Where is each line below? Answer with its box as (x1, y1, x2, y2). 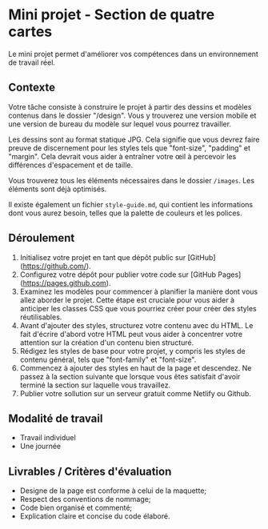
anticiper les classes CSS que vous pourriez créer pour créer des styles (19, 303, 258, 313)
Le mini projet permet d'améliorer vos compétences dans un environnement (8, 49, 258, 58)
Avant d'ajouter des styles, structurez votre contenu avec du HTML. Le (19, 320, 254, 330)
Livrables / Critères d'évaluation (8, 464, 172, 478)
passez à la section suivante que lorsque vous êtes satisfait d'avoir (19, 371, 241, 381)
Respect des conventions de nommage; (19, 495, 151, 504)
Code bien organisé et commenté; (19, 503, 133, 513)
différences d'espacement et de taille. (8, 160, 134, 170)
